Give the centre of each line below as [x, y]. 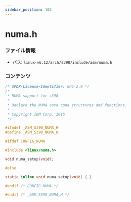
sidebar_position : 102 [28, 10]
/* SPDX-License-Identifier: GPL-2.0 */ [47, 87]
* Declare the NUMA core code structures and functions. [67, 105]
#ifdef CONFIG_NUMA [25, 141]
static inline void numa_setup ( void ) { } [48, 177]
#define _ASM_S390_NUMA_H [32, 132]
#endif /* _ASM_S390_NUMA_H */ [37, 195]
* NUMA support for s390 [33, 96]
